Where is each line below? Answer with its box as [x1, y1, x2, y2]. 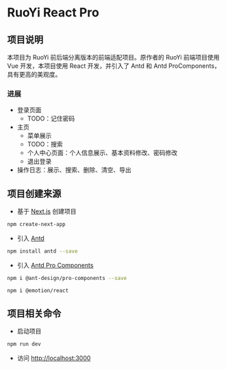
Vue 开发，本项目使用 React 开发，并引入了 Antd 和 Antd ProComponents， [7, 62, 221, 70]
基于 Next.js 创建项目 [16, 207, 77, 216]
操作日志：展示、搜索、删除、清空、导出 [16, 166, 131, 174]
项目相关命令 [7, 308, 62, 319]
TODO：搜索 [27, 140, 63, 149]
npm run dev [7, 341, 41, 348]
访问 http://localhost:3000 [16, 354, 91, 362]
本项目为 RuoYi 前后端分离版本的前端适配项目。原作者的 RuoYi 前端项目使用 [7, 53, 220, 61]
